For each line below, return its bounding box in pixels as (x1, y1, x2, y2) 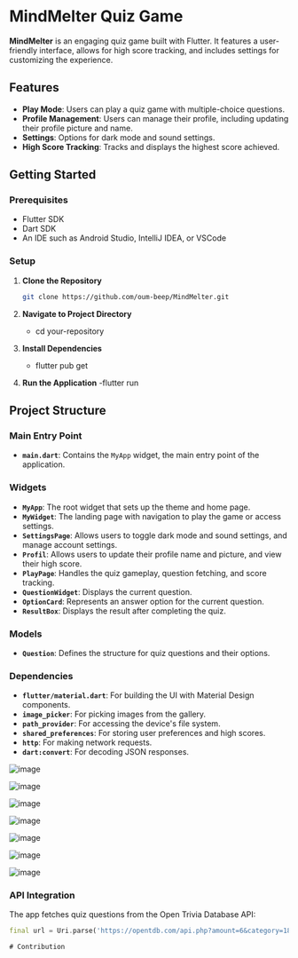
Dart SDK (21, 224, 57, 234)
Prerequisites (9, 194, 68, 206)
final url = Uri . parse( (9, 926, 98, 936)
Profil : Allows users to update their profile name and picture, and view (21, 549, 282, 559)
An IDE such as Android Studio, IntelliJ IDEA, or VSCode (21, 233, 227, 243)
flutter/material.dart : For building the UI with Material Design (21, 690, 255, 701)
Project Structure (9, 403, 106, 418)
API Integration (9, 890, 75, 902)
